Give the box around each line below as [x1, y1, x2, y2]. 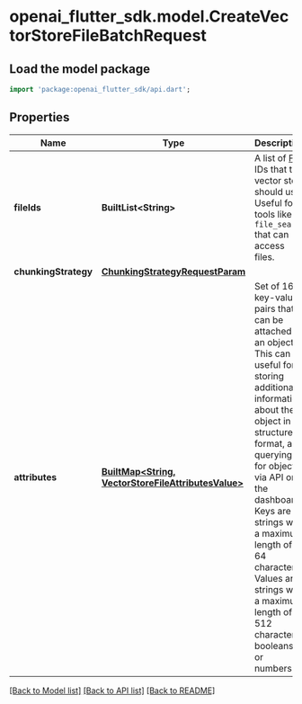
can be [254, 313, 284, 325]
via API [254, 470, 284, 483]
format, [254, 437, 286, 450]
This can [254, 347, 291, 360]
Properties [9, 110, 70, 125]
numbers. [254, 662, 295, 674]
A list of [254, 151, 287, 164]
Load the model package [9, 61, 151, 76]
